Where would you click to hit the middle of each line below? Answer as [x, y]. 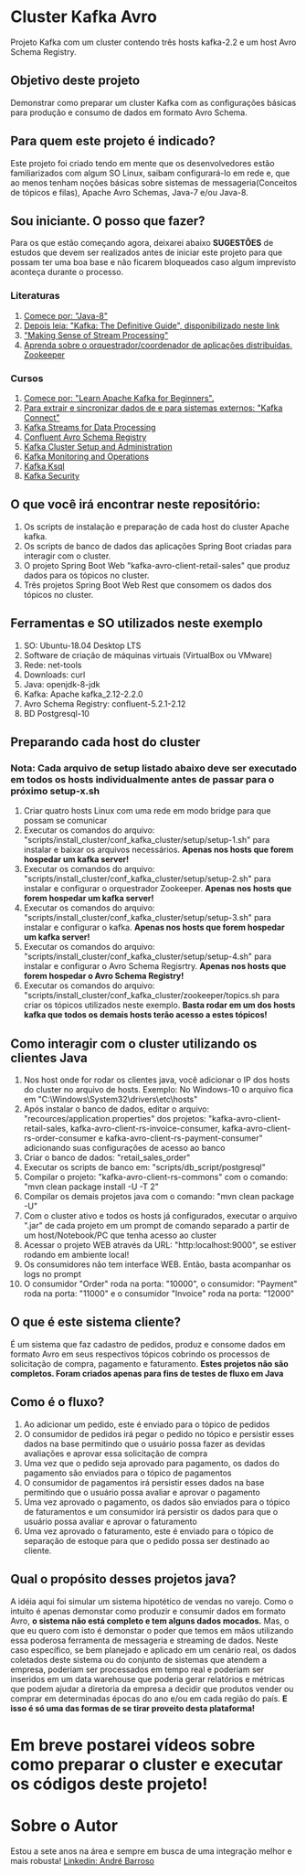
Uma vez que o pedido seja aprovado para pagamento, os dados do [151, 1463]
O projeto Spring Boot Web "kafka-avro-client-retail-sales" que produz [157, 565]
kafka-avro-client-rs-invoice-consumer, [145, 1129]
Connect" [42, 417]
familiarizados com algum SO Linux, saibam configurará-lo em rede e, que [150, 173]
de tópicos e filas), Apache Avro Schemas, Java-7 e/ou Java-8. [130, 192]
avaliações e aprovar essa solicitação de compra [116, 1453]
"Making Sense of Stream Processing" [96, 335]
